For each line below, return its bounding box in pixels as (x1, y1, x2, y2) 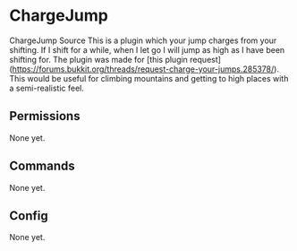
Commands (9, 159, 76, 174)
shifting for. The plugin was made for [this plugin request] (9, 54, 222, 65)
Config (9, 208, 48, 223)
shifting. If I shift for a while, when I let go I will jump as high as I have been (9, 44, 285, 55)
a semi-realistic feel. (9, 82, 85, 93)
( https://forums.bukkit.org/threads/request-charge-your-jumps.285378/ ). (9, 64, 280, 74)
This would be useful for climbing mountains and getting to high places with (9, 73, 289, 83)
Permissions (9, 108, 81, 124)
